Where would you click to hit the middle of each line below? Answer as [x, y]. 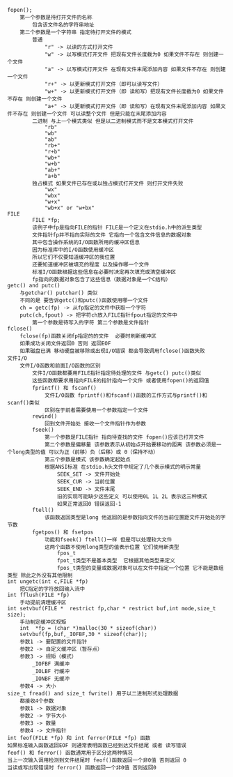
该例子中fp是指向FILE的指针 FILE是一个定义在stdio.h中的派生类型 [117, 227]
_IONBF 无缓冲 [51, 679]
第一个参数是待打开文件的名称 [56, 17]
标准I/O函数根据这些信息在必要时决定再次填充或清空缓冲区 [104, 272]
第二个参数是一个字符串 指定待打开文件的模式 [76, 32]
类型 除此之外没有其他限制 [40, 575]
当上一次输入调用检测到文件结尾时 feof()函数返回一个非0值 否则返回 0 [97, 760]
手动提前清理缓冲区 [43, 603]
